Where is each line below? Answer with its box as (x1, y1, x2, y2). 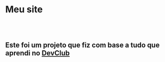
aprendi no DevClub (5, 49, 70, 57)
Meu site (5, 4, 43, 15)
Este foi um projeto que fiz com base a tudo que (5, 41, 160, 50)
